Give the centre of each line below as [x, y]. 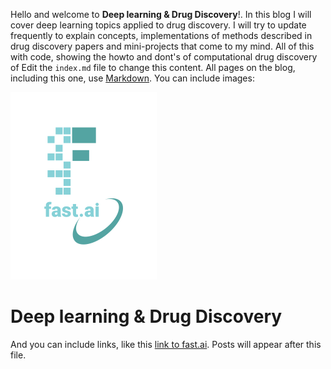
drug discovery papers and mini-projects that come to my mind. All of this [162, 46]
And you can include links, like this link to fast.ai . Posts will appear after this [166, 344]
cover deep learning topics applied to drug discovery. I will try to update [158, 25]
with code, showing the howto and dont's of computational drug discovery [164, 57]
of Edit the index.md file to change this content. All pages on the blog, [153, 67]
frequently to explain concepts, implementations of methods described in [161, 35]
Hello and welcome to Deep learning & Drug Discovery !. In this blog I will [161, 14]
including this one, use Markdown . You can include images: [132, 78]
